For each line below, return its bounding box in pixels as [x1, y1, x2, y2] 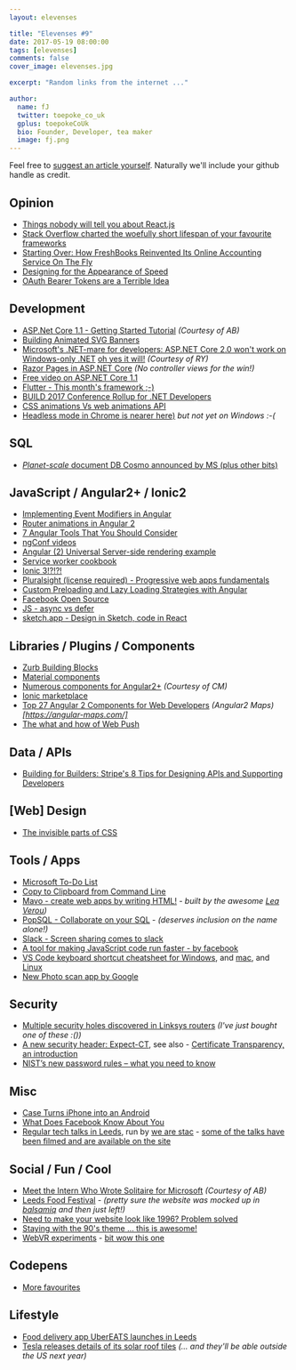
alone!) [21, 923, 49, 934]
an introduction [21, 1049, 78, 1060]
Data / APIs [9, 745, 73, 760]
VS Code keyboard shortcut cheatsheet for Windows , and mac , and [21, 952, 270, 963]
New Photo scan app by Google [21, 971, 140, 981]
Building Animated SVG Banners [21, 334, 140, 345]
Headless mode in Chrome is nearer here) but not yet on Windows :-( [21, 410, 276, 421]
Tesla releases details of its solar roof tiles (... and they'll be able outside [21, 1341, 287, 1351]
